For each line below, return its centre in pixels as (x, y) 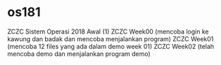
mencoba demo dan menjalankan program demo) (79, 54)
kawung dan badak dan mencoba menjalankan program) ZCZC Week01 (110, 38)
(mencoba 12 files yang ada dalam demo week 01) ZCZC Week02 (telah (111, 46)
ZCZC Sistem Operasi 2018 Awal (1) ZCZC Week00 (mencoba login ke (108, 31)
